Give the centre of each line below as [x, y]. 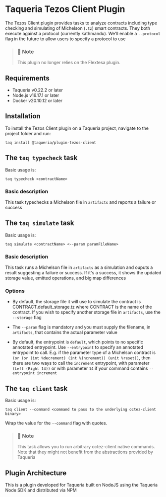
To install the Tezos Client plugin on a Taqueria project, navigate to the [77, 128]
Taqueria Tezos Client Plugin [65, 9]
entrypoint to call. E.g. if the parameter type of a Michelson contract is [84, 353]
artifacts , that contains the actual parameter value [65, 332]
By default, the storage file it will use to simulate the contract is [77, 302]
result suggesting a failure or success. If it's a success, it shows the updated [83, 273]
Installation [23, 116]
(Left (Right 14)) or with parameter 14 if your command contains [80, 368]
